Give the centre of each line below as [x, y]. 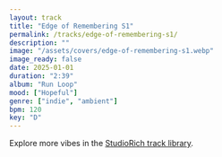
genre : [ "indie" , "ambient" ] [64, 101]
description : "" [39, 43]
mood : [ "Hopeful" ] [43, 92]
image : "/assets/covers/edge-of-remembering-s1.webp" [112, 51]
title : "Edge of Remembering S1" [72, 26]
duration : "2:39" [42, 76]
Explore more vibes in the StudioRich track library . [102, 144]
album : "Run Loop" [43, 84]
